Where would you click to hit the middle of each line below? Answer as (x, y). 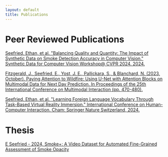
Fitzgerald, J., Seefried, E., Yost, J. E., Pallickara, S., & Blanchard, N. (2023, (83, 74)
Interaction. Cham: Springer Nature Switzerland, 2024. (83, 110)
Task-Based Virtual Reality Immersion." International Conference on (75, 105)
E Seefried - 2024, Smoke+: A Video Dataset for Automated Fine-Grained (81, 144)
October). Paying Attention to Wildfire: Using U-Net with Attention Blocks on (84, 79)
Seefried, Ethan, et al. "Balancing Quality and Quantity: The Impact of (77, 53)
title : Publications (27, 15)
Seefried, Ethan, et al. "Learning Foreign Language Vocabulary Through (79, 99)
